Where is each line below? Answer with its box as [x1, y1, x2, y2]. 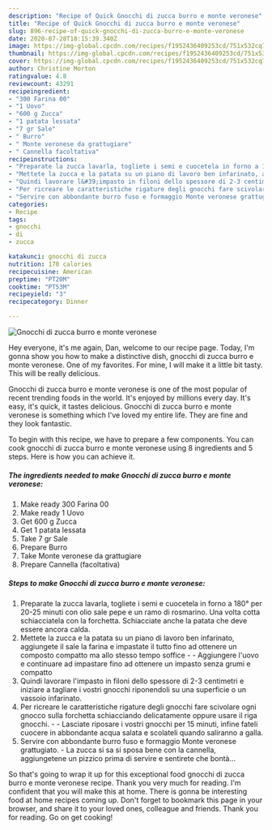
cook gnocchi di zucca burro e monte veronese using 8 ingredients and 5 [8, 443, 253, 452]
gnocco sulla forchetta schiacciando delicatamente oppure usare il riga [19, 710, 257, 720]
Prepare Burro [19, 542, 68, 552]
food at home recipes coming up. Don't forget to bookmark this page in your [8, 795, 263, 805]
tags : [8, 216, 27, 224]
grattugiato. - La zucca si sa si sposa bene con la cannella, [19, 745, 217, 755]
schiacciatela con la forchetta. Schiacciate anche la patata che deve [19, 615, 248, 625]
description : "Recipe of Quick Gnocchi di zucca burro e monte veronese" [8, 11, 263, 20]
